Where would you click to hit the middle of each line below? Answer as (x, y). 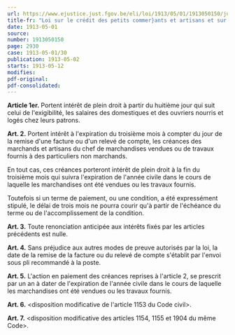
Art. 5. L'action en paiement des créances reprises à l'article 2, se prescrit (114, 276)
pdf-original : (28, 79)
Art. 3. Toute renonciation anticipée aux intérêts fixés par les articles (106, 227)
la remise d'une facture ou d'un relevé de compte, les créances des (105, 142)
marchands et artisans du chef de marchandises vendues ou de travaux (111, 149)
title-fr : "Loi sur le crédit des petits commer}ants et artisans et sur (117, 20)
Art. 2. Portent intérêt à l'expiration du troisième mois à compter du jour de (115, 134)
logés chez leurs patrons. (44, 121)
